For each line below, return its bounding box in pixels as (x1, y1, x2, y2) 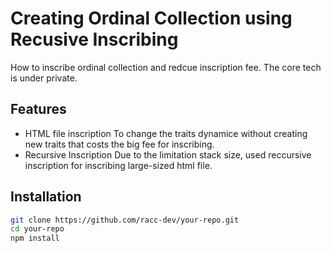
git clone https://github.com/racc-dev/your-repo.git (10, 215, 240, 225)
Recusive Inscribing (10, 28, 179, 51)
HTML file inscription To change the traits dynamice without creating (24, 127, 308, 139)
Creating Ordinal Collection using (10, 7, 293, 30)
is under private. (10, 72, 78, 84)
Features (10, 101, 67, 118)
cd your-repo (10, 224, 65, 234)
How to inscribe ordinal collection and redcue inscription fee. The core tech (10, 61, 322, 73)
